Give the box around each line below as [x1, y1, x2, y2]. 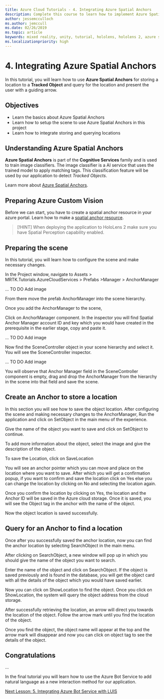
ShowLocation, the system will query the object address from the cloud [5, 592, 149, 598]
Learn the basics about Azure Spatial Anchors [12, 114, 105, 120]
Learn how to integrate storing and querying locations [12, 130, 121, 135]
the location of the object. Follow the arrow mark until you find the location [5, 612, 155, 618]
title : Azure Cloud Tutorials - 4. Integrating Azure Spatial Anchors [5, 7, 152, 12]
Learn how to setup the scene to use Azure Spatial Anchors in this [12, 119, 145, 125]
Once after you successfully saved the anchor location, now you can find [5, 537, 152, 543]
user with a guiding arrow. [5, 87, 58, 93]
